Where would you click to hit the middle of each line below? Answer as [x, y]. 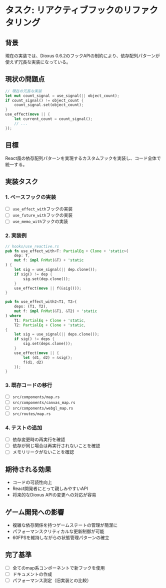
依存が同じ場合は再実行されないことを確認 [56, 446]
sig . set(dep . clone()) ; [47, 279]
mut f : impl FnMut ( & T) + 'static [49, 260]
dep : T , [22, 255]
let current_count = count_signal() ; [53, 119]
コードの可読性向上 [32, 482]
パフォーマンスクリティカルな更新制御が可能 [58, 531]
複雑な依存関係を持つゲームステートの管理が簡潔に [65, 525]
